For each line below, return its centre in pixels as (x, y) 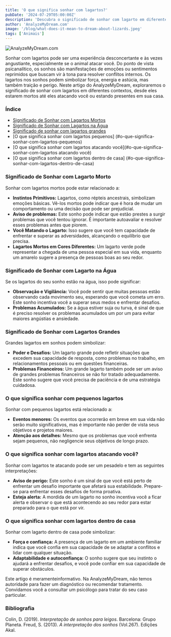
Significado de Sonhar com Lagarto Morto (58, 177)
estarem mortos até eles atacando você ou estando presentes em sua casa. (85, 96)
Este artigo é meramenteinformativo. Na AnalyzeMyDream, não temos (79, 579)
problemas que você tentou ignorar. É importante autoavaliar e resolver (87, 219)
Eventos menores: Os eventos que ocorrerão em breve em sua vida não (89, 419)
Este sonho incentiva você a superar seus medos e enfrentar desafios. (87, 302)
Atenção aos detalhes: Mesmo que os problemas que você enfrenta (84, 436)
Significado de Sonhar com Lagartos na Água (60, 126)
